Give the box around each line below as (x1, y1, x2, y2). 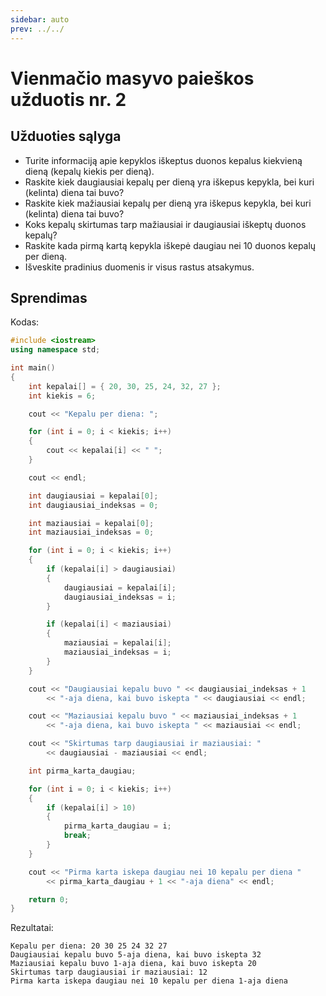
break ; (63, 831, 92, 841)
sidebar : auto (10, 14, 70, 25)
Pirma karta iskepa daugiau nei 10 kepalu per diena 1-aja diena (10, 976, 288, 986)
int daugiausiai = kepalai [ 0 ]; (28, 491, 159, 501)
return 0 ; (28, 894, 70, 905)
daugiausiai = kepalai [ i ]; (63, 582, 177, 593)
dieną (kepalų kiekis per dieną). (24, 165, 155, 177)
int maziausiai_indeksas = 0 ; (28, 527, 155, 538)
